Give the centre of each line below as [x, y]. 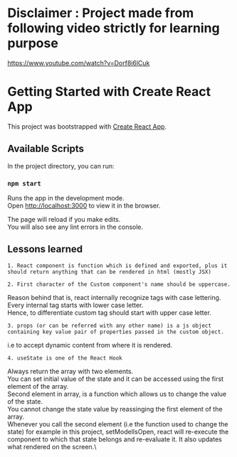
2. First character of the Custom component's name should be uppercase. [119, 284]
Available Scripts [46, 149]
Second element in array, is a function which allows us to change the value [117, 394]
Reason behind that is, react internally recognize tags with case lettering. [114, 297]
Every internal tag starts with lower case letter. [75, 305]
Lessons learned [45, 249]
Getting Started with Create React [109, 92]
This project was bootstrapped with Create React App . [87, 127]
